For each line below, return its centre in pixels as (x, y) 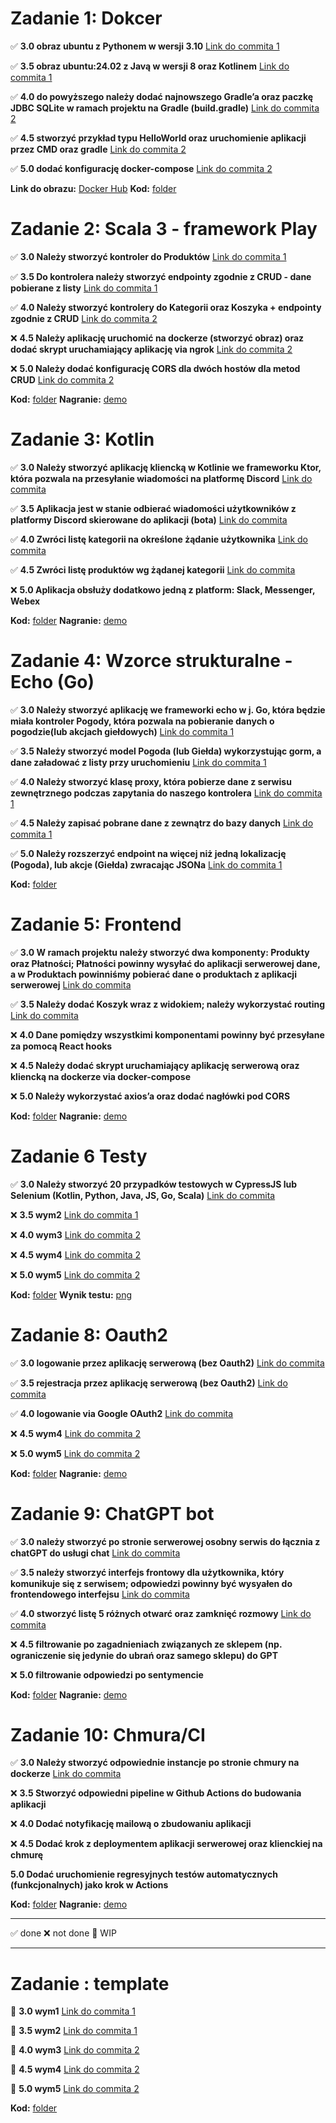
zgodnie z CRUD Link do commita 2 (84, 318)
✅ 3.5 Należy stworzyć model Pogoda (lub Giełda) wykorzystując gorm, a (166, 751)
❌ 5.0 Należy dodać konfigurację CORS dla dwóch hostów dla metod (155, 368)
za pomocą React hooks (61, 1046)
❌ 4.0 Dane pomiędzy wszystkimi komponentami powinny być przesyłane (167, 1034)
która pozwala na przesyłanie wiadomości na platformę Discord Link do (161, 478)
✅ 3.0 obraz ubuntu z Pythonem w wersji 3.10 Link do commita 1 (145, 46)
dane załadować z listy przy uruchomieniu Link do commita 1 (138, 762)
